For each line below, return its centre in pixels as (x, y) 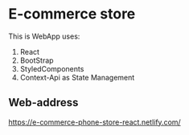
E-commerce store (72, 14)
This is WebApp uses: (44, 36)
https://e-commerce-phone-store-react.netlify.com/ (94, 122)
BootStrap (37, 60)
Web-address (43, 102)
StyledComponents (52, 68)
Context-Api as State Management (77, 77)
